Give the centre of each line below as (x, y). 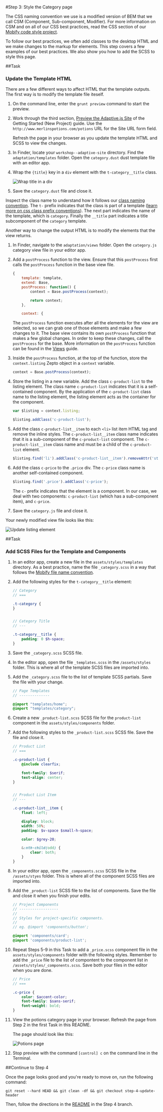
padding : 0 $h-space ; (43, 639)
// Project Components (35, 904)
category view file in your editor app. (49, 250)
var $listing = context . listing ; (46, 411)
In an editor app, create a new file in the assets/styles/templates (78, 562)
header (12, 1096)
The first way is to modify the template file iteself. (55, 95)
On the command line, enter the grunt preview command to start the (81, 104)
